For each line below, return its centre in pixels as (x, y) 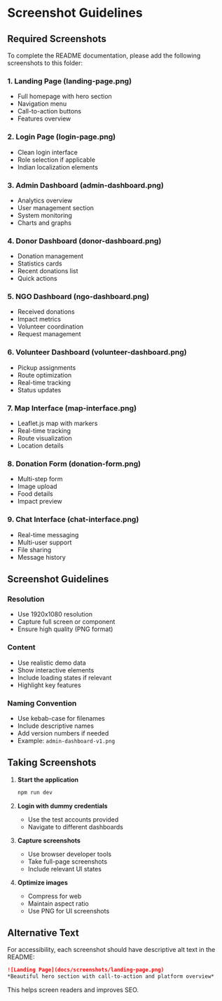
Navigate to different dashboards (76, 827)
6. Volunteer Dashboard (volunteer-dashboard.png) (97, 352)
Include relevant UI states (64, 869)
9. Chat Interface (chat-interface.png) (73, 520)
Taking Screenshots (52, 762)
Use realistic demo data (51, 663)
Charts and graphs (44, 223)
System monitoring (44, 215)
